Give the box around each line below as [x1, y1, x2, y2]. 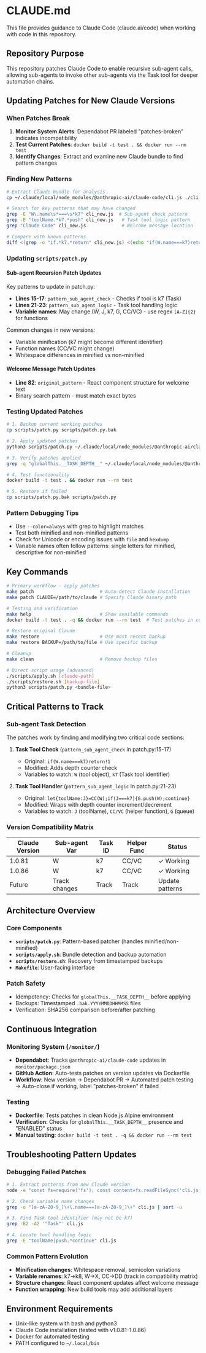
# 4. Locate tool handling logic [6, 1232, 92, 1238]
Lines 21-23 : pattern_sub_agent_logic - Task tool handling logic [15, 301, 178, 308]
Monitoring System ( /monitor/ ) [6, 1042, 100, 1051]
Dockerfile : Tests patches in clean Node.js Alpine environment [15, 1112, 174, 1119]
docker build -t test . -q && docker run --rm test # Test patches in [6, 617, 193, 623]
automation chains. [6, 77, 55, 85]
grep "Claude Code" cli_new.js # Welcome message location [6, 222, 193, 229]
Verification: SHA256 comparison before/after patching [15, 1006, 155, 1014]
